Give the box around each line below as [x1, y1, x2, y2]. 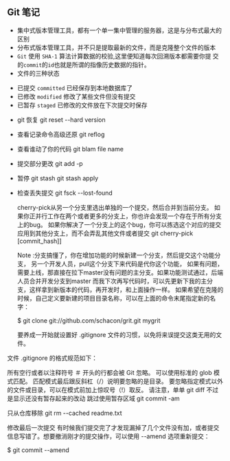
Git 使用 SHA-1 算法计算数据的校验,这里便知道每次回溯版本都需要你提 [16, 52, 211, 60]
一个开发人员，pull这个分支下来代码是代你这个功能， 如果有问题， [36, 259, 224, 268]
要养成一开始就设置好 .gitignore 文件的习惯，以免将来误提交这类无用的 [16, 330, 216, 339]
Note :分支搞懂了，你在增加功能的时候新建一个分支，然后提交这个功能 [16, 250, 215, 259]
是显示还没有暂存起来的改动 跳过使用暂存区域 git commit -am [7, 394, 180, 403]
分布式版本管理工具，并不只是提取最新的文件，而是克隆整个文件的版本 [16, 43, 216, 52]
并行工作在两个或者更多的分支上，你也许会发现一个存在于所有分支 [35, 212, 222, 220]
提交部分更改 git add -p [16, 159, 84, 167]
